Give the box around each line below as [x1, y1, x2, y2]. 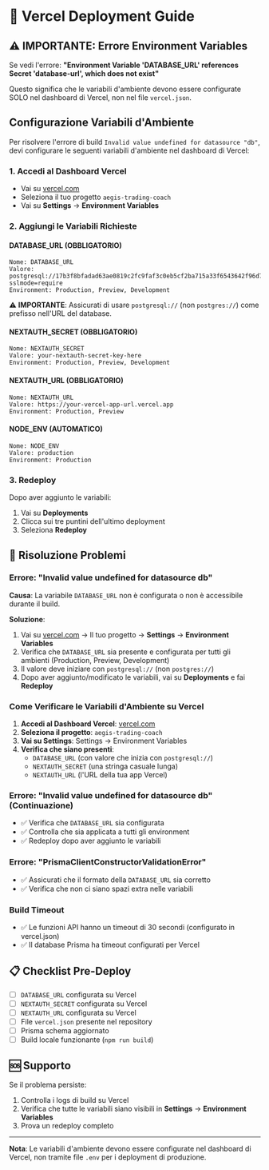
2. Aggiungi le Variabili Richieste [9, 221, 137, 232]
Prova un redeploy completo [20, 1121, 114, 1131]
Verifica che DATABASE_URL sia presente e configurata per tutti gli [20, 647, 231, 657]
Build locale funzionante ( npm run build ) [20, 1035, 154, 1044]
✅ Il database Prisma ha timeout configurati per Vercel [20, 940, 200, 950]
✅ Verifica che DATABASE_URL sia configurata [20, 818, 164, 828]
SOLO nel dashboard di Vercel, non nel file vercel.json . [9, 93, 192, 102]
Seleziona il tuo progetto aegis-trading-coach [20, 192, 171, 202]
